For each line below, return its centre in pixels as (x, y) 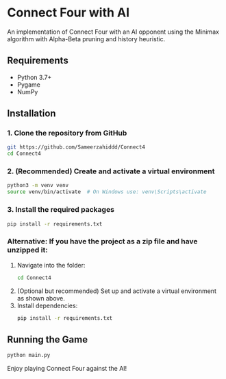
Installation (32, 114)
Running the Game (47, 339)
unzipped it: (27, 250)
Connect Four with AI (68, 13)
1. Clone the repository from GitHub (67, 133)
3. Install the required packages (61, 210)
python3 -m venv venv (38, 186)
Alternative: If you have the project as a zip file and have (102, 241)
